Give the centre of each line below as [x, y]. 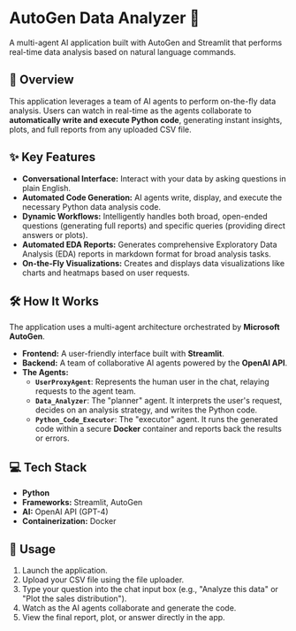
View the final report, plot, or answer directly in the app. [123, 617]
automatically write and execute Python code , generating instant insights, [146, 119]
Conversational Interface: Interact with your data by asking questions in [154, 178]
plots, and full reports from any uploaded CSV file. [100, 129]
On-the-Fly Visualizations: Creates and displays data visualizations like [153, 263]
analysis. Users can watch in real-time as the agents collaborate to [130, 111]
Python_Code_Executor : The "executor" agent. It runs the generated [156, 419]
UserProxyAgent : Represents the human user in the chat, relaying [152, 382]
